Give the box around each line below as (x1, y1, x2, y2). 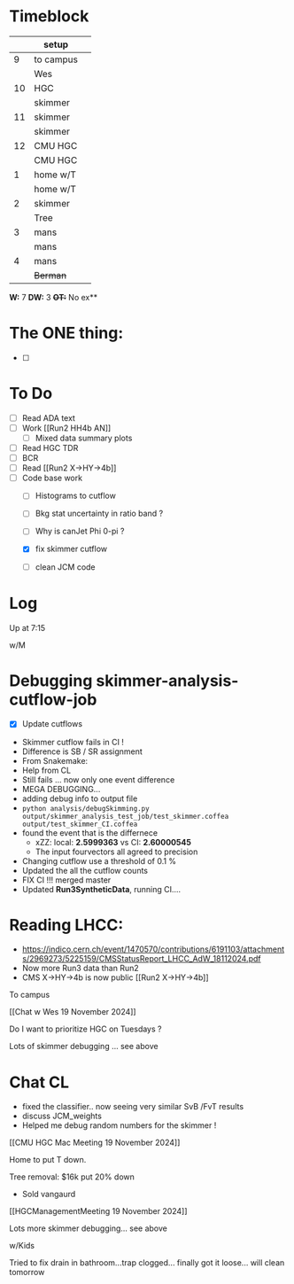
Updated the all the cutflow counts (21, 865, 149, 875)
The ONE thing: (9, 323, 124, 343)
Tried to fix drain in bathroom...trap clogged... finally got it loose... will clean (9, 1257, 285, 1268)
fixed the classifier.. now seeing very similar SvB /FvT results (21, 1101, 244, 1112)
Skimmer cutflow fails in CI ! (21, 736, 124, 747)
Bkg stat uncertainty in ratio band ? (35, 508, 164, 519)
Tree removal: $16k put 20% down (9, 1171, 135, 1182)
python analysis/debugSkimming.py (21, 804, 150, 813)
